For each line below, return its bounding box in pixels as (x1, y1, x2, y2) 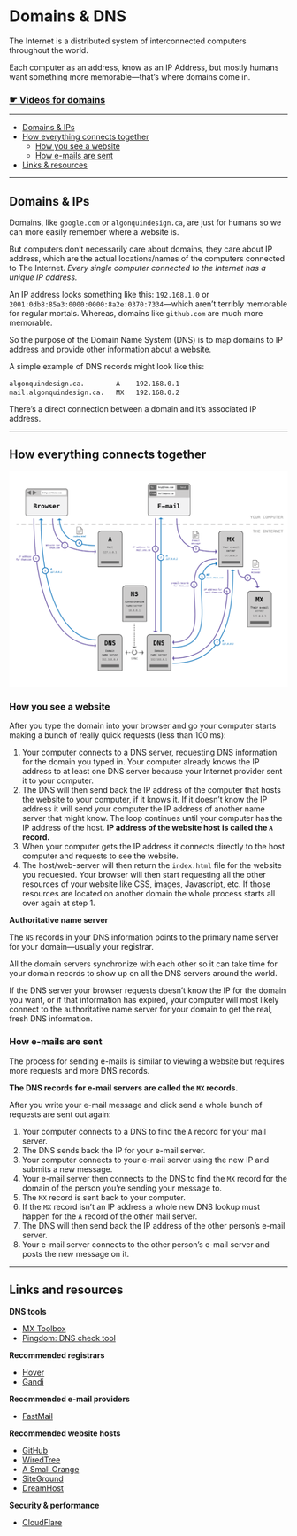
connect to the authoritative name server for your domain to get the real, (9, 1004, 273, 1015)
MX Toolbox (21, 1323, 66, 1334)
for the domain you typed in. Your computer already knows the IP (21, 756, 260, 767)
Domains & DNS (9, 6, 126, 27)
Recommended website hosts (9, 1428, 121, 1439)
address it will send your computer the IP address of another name (21, 803, 265, 814)
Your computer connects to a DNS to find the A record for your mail (21, 1126, 267, 1136)
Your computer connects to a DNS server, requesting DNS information (21, 747, 278, 758)
